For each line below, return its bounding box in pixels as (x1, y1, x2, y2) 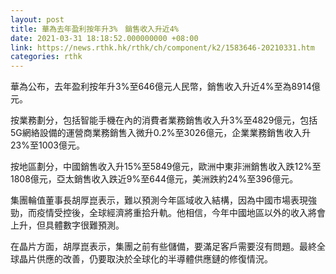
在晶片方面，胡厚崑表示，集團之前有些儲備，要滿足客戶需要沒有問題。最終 (10, 241, 317, 253)
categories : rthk (10, 52, 83, 62)
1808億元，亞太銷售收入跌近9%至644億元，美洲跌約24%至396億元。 (10, 173, 299, 185)
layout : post (10, 14, 65, 25)
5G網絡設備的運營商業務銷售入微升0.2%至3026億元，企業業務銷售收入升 (10, 127, 312, 139)
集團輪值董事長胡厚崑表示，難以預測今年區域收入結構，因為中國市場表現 (10, 194, 308, 206)
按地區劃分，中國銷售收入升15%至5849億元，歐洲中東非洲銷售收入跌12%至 (10, 161, 322, 173)
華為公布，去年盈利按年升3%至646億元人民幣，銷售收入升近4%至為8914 (10, 81, 312, 93)
